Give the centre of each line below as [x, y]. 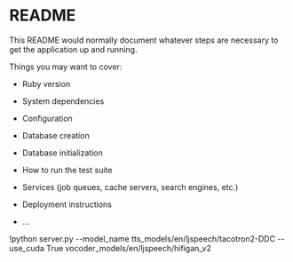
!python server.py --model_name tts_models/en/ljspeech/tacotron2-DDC [143, 238]
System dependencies [63, 101]
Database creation [56, 135]
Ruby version [46, 83]
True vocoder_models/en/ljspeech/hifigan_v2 [128, 248]
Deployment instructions [67, 204]
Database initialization [63, 153]
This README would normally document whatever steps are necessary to [144, 40]
